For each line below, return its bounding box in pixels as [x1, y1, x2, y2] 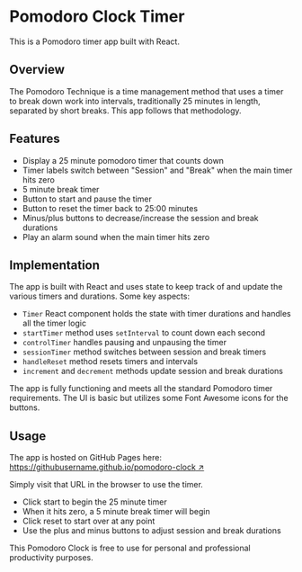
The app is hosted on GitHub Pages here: [9, 452, 163, 463]
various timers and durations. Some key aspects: [9, 290, 191, 302]
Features [9, 131, 60, 147]
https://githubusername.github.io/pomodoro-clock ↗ [9, 461, 205, 473]
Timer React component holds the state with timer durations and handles [22, 308, 291, 319]
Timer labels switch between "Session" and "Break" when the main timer [22, 165, 293, 175]
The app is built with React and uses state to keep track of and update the [9, 282, 283, 292]
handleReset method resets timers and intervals [22, 356, 199, 367]
